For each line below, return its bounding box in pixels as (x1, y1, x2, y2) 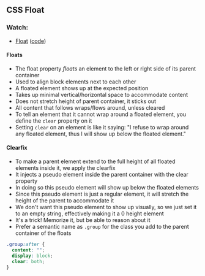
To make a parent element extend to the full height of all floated (15, 158, 176, 165)
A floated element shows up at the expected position (15, 84, 149, 91)
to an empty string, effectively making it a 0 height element (15, 210, 164, 217)
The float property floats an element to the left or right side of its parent (15, 64, 196, 72)
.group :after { (6, 242, 45, 248)
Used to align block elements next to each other (15, 78, 136, 85)
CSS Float (6, 5, 45, 15)
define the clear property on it (15, 117, 92, 125)
